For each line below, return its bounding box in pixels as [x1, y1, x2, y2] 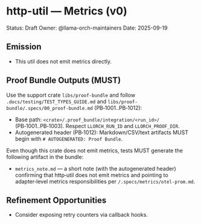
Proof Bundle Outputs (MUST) [6, 75, 121, 86]
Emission [6, 42, 42, 52]
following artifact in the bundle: [6, 153, 84, 161]
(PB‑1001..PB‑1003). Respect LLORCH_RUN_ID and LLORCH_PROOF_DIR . [14, 122, 180, 129]
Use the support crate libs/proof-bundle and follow [6, 91, 136, 98]
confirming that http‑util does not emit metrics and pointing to [14, 171, 168, 179]
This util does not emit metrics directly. [14, 57, 112, 65]
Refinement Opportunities [6, 195, 107, 205]
